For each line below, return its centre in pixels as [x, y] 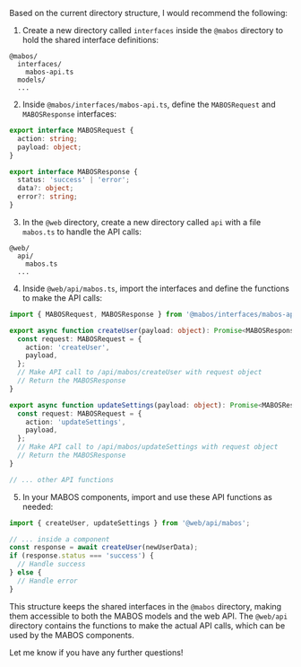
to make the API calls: [62, 298]
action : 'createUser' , [68, 347]
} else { [26, 573]
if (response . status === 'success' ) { [82, 556]
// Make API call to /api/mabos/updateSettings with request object [148, 447]
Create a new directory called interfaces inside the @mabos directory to [153, 30]
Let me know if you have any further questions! [96, 652]
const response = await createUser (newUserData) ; [104, 548]
